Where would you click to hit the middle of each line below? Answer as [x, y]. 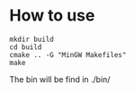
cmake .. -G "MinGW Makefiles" [68, 54]
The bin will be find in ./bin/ [60, 79]
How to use [52, 16]
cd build [26, 47]
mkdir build [31, 39]
